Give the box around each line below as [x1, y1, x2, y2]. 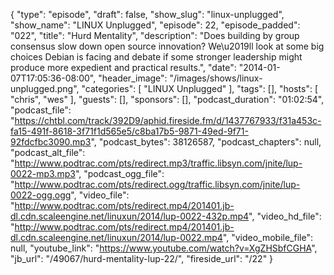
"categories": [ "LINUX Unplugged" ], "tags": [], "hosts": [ [81, 83, 319, 94]
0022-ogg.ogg [10, 189, 72, 201]
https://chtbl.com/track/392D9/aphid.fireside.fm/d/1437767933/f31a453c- [14, 115, 322, 126]
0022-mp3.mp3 [10, 168, 76, 179]
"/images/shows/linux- [169, 72, 263, 84]
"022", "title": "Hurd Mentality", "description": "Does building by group [10, 30, 300, 41]
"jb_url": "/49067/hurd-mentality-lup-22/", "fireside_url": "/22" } [10, 253, 274, 264]
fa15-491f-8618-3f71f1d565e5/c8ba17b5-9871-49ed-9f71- [10, 125, 249, 137]
